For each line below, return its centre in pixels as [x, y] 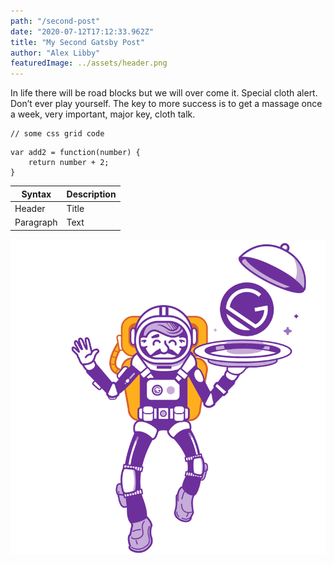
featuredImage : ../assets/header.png [89, 63]
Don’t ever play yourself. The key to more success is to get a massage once [166, 104]
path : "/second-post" [55, 21]
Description [91, 194]
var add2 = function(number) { [75, 153]
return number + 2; [69, 163]
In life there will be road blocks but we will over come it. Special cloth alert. [164, 93]
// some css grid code [57, 134]
